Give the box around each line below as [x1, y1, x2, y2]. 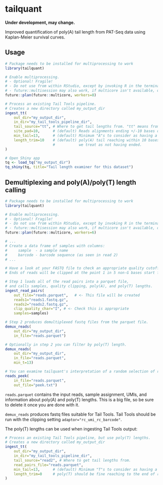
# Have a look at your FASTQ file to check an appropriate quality [5, 266, 145, 271]
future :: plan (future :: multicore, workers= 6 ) [5, 230, 97, 235]
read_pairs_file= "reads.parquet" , [14, 462, 83, 467]
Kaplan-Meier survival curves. [5, 34, 65, 40]
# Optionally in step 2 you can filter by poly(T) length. [5, 342, 127, 347]
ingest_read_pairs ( [5, 288, 45, 293]
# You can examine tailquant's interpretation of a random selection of [5, 369, 155, 374]
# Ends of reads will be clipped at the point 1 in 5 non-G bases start [5, 271, 155, 275]
